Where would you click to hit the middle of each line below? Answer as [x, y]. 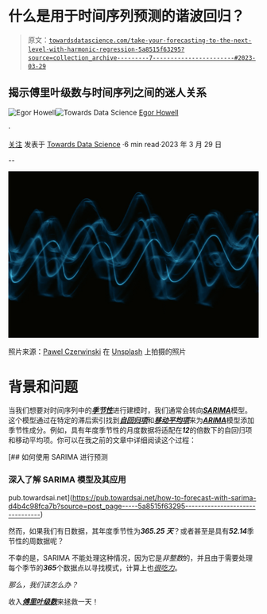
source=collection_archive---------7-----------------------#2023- [141, 58]
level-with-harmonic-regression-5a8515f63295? [106, 49]
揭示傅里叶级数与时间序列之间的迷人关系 [107, 93]
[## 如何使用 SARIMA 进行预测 [58, 457]
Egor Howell [159, 112]
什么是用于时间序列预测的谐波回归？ [127, 16]
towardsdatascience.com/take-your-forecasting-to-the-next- [150, 41]
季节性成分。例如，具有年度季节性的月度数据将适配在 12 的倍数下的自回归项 [130, 430]
